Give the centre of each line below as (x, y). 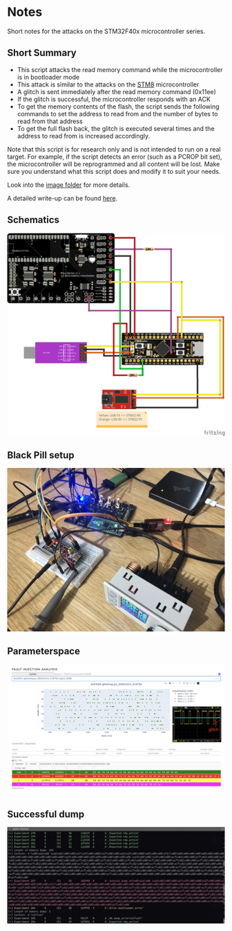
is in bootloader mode (48, 77)
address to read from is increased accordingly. (84, 136)
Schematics (33, 220)
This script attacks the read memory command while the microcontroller (120, 69)
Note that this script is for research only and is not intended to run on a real (114, 149)
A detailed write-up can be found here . (62, 198)
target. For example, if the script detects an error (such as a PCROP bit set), (115, 156)
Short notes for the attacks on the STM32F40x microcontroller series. (106, 31)
